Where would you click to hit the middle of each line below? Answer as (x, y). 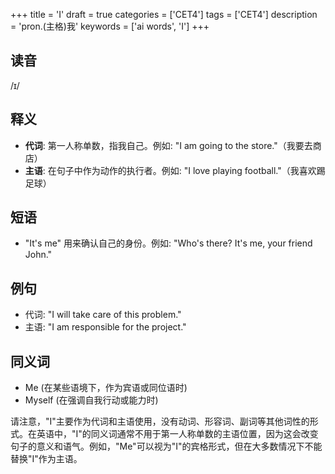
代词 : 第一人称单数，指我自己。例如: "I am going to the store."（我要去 (168, 145)
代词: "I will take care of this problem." (103, 315)
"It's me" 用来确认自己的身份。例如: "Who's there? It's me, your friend (168, 243)
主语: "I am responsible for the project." (105, 327)
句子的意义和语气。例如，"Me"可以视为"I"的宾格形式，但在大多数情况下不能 (166, 446)
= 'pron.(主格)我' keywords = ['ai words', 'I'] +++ (110, 26)
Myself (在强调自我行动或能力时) (91, 400)
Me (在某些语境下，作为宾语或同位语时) (106, 388)
